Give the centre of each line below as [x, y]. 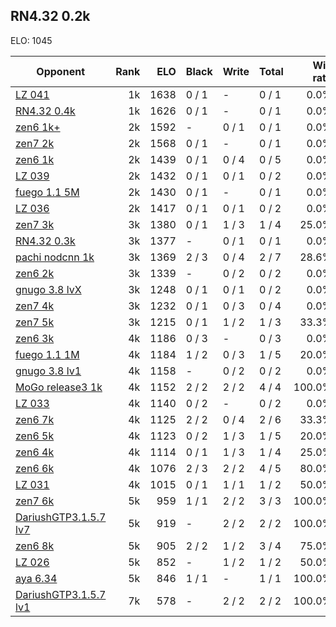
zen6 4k [35, 452]
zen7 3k [35, 224]
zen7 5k [35, 322]
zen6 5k [35, 436]
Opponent [60, 71]
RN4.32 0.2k [50, 16]
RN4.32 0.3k [45, 241]
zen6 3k [35, 338]
